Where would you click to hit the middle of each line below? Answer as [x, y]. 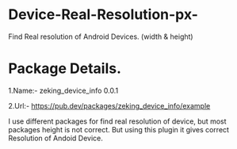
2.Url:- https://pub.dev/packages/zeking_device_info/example [109, 105]
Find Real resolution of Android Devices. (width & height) [101, 36]
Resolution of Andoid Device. [55, 138]
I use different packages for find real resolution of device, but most [118, 121]
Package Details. [65, 69]
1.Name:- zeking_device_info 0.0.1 [63, 90]
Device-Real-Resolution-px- [103, 15]
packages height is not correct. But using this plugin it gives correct [119, 129]
